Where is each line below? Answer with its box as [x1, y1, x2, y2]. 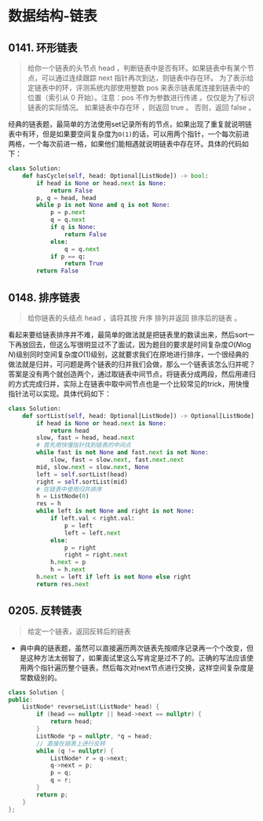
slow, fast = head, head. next [36, 434, 135, 442]
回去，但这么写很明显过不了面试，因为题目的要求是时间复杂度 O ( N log [28, 339, 251, 349]
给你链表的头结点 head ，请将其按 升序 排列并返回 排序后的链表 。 [27, 312, 242, 323]
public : [8, 696, 34, 704]
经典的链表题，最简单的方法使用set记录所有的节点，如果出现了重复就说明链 [8, 120, 253, 128]
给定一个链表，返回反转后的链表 [27, 627, 131, 636]
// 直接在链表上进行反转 [36, 739, 106, 748]
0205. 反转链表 [8, 604, 82, 618]
